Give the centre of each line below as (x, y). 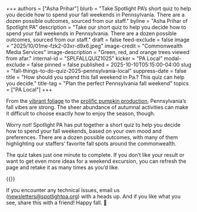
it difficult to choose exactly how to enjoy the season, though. (81, 113)
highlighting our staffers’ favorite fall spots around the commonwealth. (91, 144)
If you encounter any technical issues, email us (63, 190)
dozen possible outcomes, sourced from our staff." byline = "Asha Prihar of (97, 21)
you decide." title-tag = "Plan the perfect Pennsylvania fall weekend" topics (98, 83)
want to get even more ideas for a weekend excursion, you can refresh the (96, 161)
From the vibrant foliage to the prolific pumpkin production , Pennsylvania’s (96, 101)
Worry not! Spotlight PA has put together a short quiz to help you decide (94, 125)
